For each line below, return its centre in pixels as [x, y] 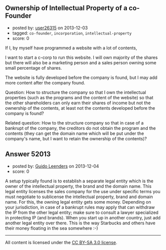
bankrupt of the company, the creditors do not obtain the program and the [81, 128]
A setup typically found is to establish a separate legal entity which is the [79, 181]
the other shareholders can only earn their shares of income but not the [78, 103]
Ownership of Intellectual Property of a [66, 8]
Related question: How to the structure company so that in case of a [75, 123]
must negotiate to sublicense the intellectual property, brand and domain [79, 197]
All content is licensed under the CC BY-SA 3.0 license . [61, 242]
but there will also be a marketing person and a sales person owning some [81, 62]
